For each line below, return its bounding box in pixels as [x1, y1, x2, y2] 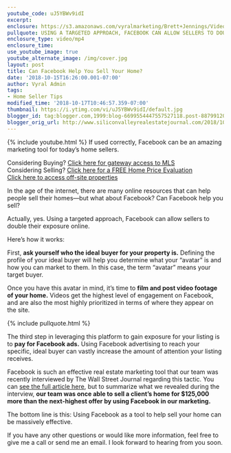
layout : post [7, 61, 45, 68]
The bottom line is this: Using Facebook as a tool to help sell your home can [7, 410, 222, 419]
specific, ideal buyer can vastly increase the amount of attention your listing [7, 347, 222, 355]
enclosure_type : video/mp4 [7, 36, 85, 43]
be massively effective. [7, 417, 73, 425]
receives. [7, 354, 33, 362]
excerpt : [7, 17, 32, 23]
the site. [7, 306, 30, 314]
